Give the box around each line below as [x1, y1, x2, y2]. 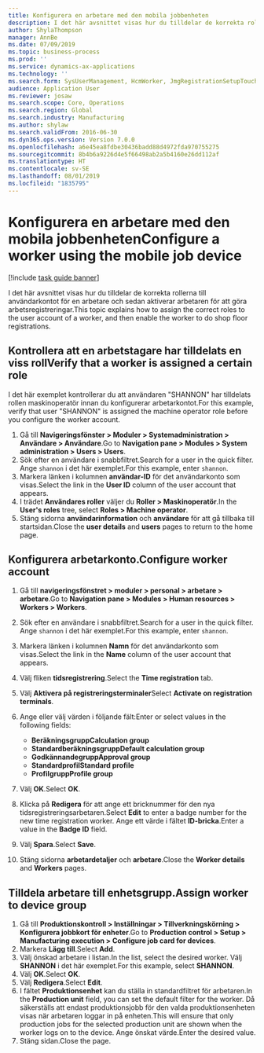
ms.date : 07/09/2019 [8, 41, 76, 49]
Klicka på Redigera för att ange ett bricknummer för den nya [19, 799, 215, 809]
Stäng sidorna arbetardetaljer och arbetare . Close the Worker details [19, 855, 245, 864]
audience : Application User [8, 84, 101, 93]
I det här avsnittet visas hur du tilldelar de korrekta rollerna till [8, 288, 207, 297]
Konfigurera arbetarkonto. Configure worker [8, 552, 228, 566]
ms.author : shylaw [8, 121, 68, 129]
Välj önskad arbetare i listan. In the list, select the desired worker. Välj [19, 952, 242, 963]
